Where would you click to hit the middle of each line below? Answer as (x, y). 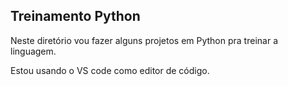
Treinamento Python (75, 16)
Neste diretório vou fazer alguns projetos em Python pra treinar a (144, 40)
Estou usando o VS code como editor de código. (110, 70)
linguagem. (33, 51)
